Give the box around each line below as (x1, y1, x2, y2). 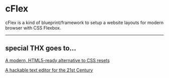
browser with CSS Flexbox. (5, 24, 61, 30)
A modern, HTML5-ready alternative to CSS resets (5, 57, 110, 63)
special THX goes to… (5, 44, 76, 52)
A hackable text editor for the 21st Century (5, 67, 93, 73)
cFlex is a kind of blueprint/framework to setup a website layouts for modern (5, 19, 164, 25)
